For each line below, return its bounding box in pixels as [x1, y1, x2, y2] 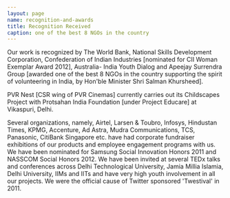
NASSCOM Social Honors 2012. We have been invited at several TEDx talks [7, 155, 221, 164]
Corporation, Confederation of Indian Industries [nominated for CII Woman [7, 56, 218, 64]
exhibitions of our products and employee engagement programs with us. [7, 140, 216, 148]
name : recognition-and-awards [7, 16, 94, 23]
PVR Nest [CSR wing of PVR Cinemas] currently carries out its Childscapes [7, 91, 220, 99]
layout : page [7, 10, 45, 17]
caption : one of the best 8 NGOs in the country [7, 29, 149, 36]
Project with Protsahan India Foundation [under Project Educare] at [7, 98, 197, 107]
